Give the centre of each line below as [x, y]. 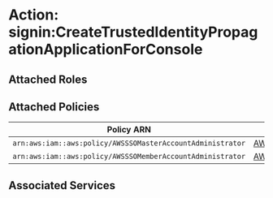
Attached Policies [54, 107]
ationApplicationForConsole [106, 49]
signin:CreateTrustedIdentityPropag [133, 32]
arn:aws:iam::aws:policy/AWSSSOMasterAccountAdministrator [129, 143]
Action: [34, 15]
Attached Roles [48, 79]
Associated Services [62, 185]
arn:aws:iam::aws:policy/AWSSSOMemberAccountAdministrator [129, 157]
